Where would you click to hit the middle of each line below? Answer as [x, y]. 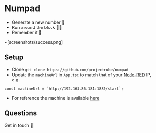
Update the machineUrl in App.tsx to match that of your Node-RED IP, [81, 75]
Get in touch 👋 [19, 125]
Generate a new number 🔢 [38, 22]
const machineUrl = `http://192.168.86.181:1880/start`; [64, 89]
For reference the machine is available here [55, 98]
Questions [21, 113]
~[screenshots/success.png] [34, 42]
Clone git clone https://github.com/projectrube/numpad [70, 69]
